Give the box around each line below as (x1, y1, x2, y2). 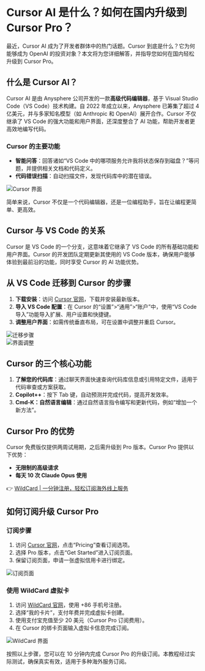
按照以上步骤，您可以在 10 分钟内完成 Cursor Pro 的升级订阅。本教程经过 (6, 650, 190, 658)
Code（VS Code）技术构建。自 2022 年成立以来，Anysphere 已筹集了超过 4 (6, 102, 199, 109)
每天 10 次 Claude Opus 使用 (15, 472, 88, 479)
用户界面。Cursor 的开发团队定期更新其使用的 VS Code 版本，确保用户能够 (6, 250, 195, 258)
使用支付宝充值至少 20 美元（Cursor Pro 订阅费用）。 (15, 617, 148, 624)
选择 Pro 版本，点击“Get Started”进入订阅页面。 (15, 549, 136, 556)
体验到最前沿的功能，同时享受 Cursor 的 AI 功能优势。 (6, 258, 142, 265)
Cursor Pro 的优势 (6, 426, 75, 436)
